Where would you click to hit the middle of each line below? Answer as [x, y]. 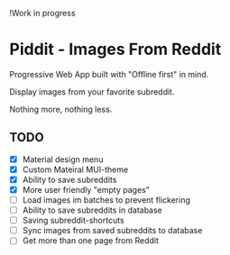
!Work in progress [42, 13]
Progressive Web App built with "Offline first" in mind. [109, 74]
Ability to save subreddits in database [92, 210]
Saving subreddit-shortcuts [73, 221]
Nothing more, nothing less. [61, 109]
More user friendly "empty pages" [86, 189]
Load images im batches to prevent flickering [106, 200]
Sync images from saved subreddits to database [112, 231]
